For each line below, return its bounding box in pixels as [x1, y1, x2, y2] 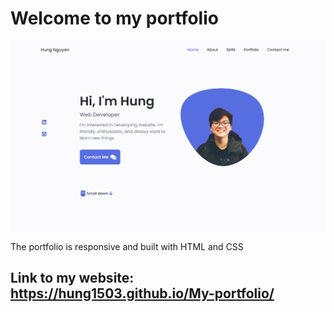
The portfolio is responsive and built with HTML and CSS [10, 240, 244, 252]
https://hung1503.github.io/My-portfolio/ [10, 285, 275, 302]
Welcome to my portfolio [10, 7, 219, 30]
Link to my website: [10, 270, 135, 286]
